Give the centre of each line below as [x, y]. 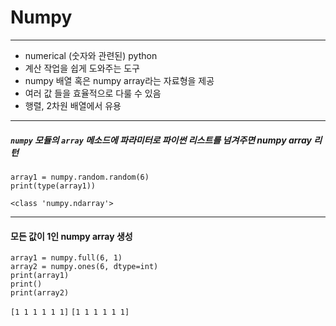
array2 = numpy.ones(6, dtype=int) [84, 267]
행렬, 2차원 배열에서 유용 [73, 105]
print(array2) [40, 293]
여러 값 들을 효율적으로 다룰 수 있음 [93, 93]
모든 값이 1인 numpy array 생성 [71, 236]
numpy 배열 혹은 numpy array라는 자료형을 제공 [119, 80]
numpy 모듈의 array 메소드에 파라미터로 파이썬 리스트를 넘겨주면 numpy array [161, 140]
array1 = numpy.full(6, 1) [66, 258]
